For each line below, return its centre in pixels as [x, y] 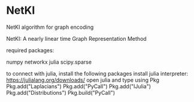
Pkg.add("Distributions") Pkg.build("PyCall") [61, 92]
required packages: [30, 50]
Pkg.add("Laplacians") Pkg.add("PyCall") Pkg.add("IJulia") [79, 86]
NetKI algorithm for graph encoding [50, 27]
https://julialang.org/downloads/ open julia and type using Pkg [83, 80]
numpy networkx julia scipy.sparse [49, 62]
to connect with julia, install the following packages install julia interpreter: [97, 73]
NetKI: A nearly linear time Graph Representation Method [76, 38]
